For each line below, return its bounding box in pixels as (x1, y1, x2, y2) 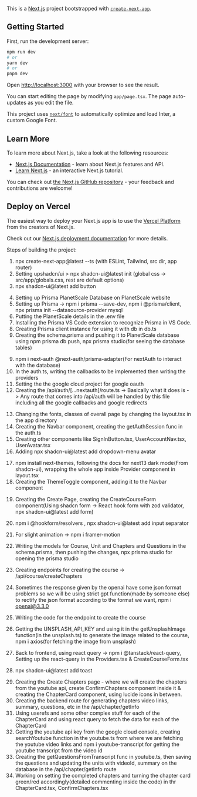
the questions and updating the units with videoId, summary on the (15, 759, 177, 766)
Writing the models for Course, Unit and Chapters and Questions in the (15, 542, 186, 549)
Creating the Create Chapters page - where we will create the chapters (15, 678, 187, 685)
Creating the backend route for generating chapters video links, (15, 696, 169, 704)
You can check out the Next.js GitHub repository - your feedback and (6, 179, 175, 185)
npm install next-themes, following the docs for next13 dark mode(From (15, 459, 188, 466)
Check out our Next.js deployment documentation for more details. (6, 235, 168, 242)
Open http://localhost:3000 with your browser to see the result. (6, 82, 160, 89)
